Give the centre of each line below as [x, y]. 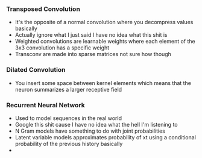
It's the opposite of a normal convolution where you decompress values [104, 22]
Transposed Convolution [43, 9]
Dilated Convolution [36, 70]
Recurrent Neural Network [46, 105]
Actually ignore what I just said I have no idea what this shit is [91, 35]
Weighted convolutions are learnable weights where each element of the [105, 42]
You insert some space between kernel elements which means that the [103, 83]
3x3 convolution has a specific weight [62, 48]
